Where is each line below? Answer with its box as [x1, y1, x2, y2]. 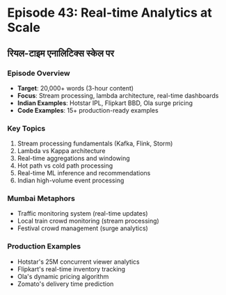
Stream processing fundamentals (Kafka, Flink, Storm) [17, 139, 173, 147]
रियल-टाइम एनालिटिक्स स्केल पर [7, 47, 115, 59]
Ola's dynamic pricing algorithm [17, 272, 109, 280]
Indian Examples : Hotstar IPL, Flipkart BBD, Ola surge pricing [17, 99, 193, 107]
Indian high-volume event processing [17, 176, 124, 185]
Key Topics [7, 123, 46, 133]
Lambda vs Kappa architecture [17, 147, 106, 155]
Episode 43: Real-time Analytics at [7, 5, 212, 21]
